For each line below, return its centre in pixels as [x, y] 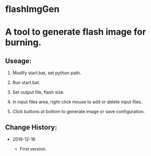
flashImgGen [32, 9]
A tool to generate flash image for [76, 32]
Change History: [31, 127]
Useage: [18, 61]
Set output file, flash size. [38, 92]
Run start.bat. [26, 83]
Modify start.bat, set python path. [47, 73]
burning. [23, 43]
